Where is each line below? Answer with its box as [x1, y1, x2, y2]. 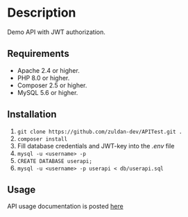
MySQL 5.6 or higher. [17, 88, 78, 96]
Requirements [7, 48, 69, 60]
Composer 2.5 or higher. [17, 81, 87, 89]
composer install [17, 135, 68, 143]
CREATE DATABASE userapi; [17, 157, 92, 164]
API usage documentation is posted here [7, 202, 123, 211]
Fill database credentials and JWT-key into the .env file [17, 141, 175, 150]
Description [7, 5, 76, 21]
